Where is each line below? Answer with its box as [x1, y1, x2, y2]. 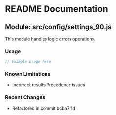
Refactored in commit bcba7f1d [12, 105, 76, 111]
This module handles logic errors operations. [5, 36, 95, 42]
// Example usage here [5, 59, 51, 64]
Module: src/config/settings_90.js [5, 23, 112, 31]
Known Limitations [5, 71, 51, 78]
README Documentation [5, 3, 109, 15]
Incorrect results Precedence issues [12, 82, 86, 88]
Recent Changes [5, 94, 46, 101]
